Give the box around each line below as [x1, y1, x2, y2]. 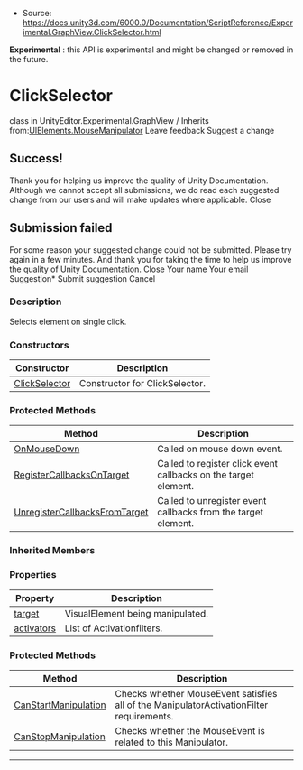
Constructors [9, 339, 69, 351]
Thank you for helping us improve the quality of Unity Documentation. [9, 175, 269, 186]
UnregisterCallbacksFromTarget [14, 506, 149, 518]
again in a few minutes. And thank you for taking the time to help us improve [9, 254, 292, 264]
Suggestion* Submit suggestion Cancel [9, 273, 156, 283]
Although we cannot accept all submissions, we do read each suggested [9, 184, 280, 195]
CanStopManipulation [14, 730, 106, 743]
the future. [9, 54, 49, 64]
